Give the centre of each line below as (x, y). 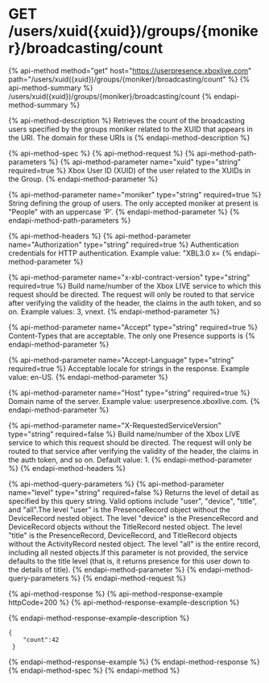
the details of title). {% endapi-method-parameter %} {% (103, 569)
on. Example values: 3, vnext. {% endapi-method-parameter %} (114, 311)
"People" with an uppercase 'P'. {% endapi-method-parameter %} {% (124, 211)
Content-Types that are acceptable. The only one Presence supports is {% (132, 335)
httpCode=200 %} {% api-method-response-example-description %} (124, 602)
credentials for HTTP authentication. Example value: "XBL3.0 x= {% (120, 253)
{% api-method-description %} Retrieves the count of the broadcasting (127, 120)
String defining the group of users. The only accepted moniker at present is (134, 203)
